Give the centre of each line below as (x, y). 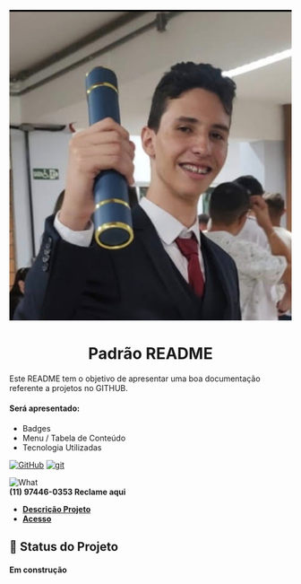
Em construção (38, 570)
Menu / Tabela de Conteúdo (74, 438)
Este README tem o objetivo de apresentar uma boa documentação (135, 379)
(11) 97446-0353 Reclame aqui (68, 492)
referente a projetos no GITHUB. (69, 388)
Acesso (37, 519)
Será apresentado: (45, 408)
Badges (36, 428)
